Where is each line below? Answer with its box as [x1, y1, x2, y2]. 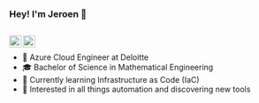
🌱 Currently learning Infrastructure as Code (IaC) [21, 75, 201, 85]
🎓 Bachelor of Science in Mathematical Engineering [21, 62, 214, 73]
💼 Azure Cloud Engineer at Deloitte [21, 52, 149, 63]
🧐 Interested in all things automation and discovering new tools [21, 84, 251, 95]
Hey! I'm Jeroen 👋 [9, 8, 88, 20]
